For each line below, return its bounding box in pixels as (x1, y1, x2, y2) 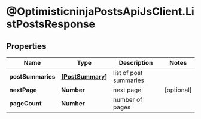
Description (118, 59, 153, 67)
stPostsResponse (6, 17, 96, 31)
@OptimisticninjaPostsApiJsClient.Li (6, 5, 194, 18)
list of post (112, 69, 143, 77)
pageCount (9, 99, 42, 107)
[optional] (164, 86, 192, 94)
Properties (6, 41, 47, 51)
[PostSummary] (61, 73, 108, 80)
